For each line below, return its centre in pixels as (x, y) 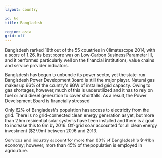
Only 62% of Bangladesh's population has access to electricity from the (77, 110)
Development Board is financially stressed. (48, 101)
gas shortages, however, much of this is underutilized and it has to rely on (79, 90)
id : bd (12, 18)
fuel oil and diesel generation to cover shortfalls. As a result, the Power (76, 96)
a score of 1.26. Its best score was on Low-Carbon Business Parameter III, (79, 55)
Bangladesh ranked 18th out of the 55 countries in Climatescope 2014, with (80, 50)
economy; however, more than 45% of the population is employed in (73, 145)
